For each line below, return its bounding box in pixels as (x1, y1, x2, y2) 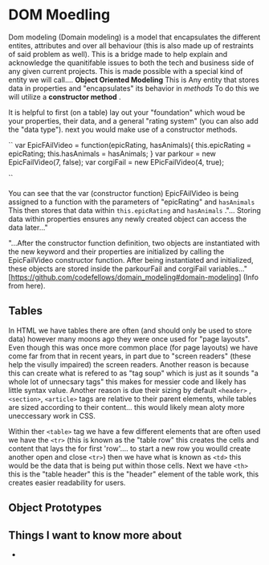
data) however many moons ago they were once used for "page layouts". (8, 334, 251, 343)
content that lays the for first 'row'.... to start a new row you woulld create (8, 444, 251, 453)
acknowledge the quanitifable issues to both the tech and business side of (8, 58, 255, 68)
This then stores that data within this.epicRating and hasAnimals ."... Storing (8, 205, 261, 215)
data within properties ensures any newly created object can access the (8, 214, 247, 223)
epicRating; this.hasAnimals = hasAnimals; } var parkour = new (8, 149, 217, 158)
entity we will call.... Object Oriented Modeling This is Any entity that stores (8, 75, 259, 84)
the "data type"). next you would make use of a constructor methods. (8, 125, 238, 134)
